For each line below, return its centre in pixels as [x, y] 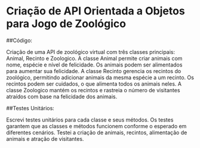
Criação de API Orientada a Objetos [96, 11]
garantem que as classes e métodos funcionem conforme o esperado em [96, 126]
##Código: [19, 40]
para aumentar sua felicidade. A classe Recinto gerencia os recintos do [94, 71]
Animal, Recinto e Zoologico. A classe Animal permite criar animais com [94, 58]
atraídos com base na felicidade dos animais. [62, 96]
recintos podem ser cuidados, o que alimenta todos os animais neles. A [94, 84]
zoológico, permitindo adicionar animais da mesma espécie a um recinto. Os [100, 77]
